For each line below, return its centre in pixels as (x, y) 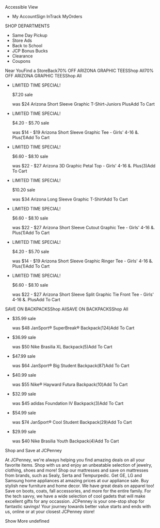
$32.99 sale (24, 394)
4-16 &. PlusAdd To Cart (36, 300)
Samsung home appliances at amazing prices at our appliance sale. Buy (77, 481)
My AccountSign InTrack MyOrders (47, 16)
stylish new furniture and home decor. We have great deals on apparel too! (80, 486)
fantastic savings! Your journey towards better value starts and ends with (78, 506)
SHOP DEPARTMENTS (27, 26)
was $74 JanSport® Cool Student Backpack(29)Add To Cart (72, 422)
